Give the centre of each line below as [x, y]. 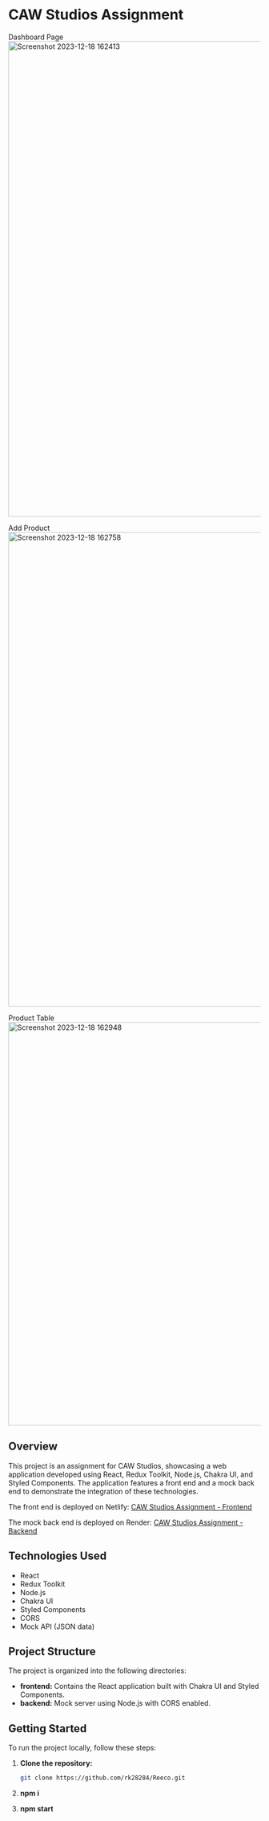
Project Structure [52, 1651]
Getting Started [48, 1729]
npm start [36, 1809]
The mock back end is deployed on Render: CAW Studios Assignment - [126, 1522]
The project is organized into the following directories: [97, 1670]
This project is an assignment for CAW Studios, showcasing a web [117, 1465]
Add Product [29, 528]
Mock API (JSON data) [57, 1626]
